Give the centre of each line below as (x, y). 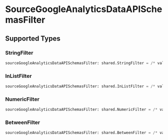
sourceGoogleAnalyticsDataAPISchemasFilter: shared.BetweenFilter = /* (81, 133)
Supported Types (33, 38)
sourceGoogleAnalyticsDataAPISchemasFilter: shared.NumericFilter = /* (81, 110)
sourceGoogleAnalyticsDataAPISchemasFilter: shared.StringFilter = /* (80, 63)
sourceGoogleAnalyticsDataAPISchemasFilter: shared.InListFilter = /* (80, 86)
